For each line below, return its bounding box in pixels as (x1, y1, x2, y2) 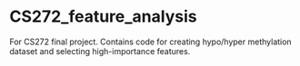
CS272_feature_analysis (9, 6, 197, 27)
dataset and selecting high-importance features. (9, 45, 191, 56)
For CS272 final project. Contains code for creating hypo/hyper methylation (9, 36, 293, 47)
